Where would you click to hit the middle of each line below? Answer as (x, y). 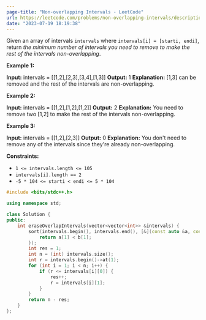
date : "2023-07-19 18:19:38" (44, 23)
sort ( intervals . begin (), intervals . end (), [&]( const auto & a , (109, 231)
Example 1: (21, 65)
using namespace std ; (34, 203)
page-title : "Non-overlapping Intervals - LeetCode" (75, 12)
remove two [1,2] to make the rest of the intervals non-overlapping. (91, 114)
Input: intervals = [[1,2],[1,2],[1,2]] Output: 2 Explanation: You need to (95, 108)
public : (16, 220)
